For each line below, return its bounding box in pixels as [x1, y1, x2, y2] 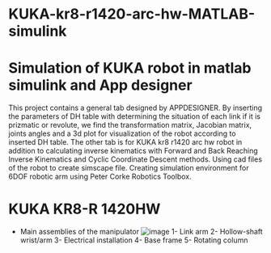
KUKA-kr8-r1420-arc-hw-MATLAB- [8, 5, 256, 23]
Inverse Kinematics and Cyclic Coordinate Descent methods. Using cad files [8, 154, 263, 164]
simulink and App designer [8, 76, 193, 95]
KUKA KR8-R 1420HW [8, 200, 161, 218]
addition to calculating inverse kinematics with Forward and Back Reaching [8, 146, 259, 156]
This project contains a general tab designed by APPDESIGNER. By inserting [8, 103, 263, 113]
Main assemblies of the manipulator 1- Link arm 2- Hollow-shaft [19, 227, 263, 237]
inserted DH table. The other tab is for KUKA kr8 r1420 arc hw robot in [8, 137, 243, 147]
